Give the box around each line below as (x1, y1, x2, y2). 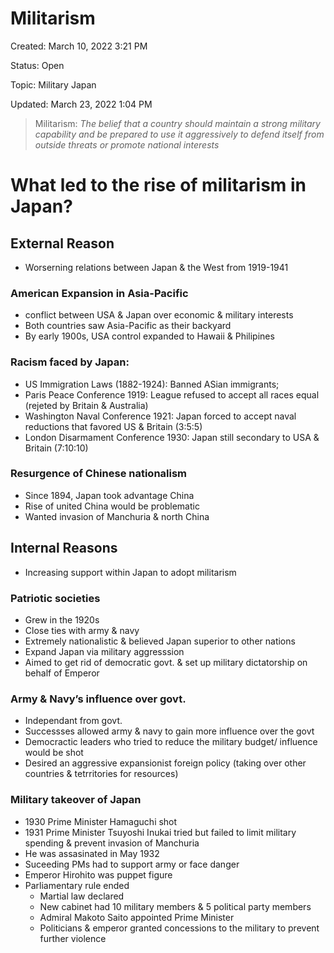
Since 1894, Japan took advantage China (24, 489, 195, 501)
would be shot (24, 747, 84, 759)
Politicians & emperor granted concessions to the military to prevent (39, 922, 320, 934)
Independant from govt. (24, 715, 123, 727)
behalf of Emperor (24, 667, 100, 679)
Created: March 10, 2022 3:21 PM (10, 40, 148, 52)
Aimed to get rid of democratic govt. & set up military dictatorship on (24, 656, 308, 668)
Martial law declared (39, 890, 125, 902)
